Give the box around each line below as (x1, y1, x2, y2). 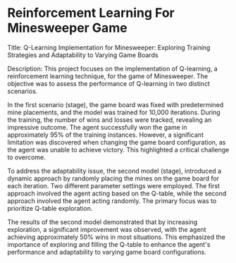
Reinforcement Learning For (7, 5, 175, 21)
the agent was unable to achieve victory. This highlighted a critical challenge (7, 145, 230, 154)
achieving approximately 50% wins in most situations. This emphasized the (7, 233, 225, 241)
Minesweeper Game (7, 20, 128, 36)
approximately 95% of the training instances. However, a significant (7, 130, 204, 139)
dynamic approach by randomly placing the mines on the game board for (7, 174, 220, 183)
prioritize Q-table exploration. (7, 204, 93, 212)
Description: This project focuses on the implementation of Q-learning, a (7, 64, 218, 73)
